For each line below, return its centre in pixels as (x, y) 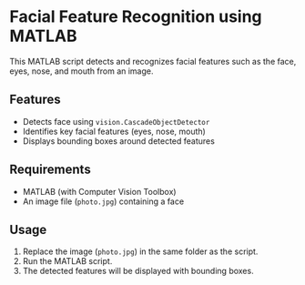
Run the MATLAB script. (67, 261)
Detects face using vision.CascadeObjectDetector (116, 121)
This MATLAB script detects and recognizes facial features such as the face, (153, 61)
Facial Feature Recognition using (136, 17)
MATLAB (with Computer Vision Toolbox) (99, 191)
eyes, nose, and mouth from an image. (81, 71)
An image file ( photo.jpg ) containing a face (103, 201)
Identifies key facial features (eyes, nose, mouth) (114, 131)
